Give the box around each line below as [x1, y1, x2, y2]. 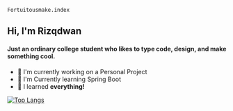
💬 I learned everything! [17, 82, 85, 90]
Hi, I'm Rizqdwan [7, 25, 82, 37]
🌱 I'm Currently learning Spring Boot [17, 75, 122, 83]
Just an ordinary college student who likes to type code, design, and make [7, 44, 227, 53]
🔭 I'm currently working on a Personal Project [17, 67, 147, 76]
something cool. [7, 52, 56, 60]
